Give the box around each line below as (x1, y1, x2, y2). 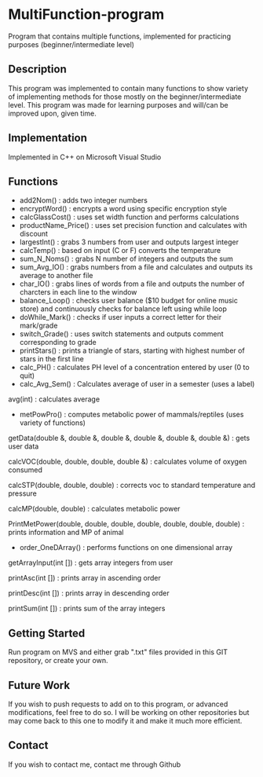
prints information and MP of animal (8, 528, 124, 537)
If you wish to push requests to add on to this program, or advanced (8, 699, 228, 709)
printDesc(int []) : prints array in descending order (8, 588, 170, 598)
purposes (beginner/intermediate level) (8, 39, 135, 49)
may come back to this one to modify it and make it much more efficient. (8, 717, 243, 725)
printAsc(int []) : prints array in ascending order (8, 574, 161, 583)
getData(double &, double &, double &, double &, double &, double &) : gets (8, 434, 250, 443)
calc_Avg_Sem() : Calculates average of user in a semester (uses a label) (19, 379, 255, 389)
